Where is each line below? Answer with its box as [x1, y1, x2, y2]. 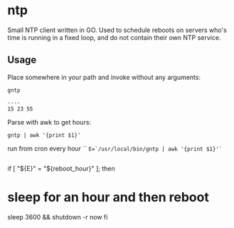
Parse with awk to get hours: [7, 118, 91, 126]
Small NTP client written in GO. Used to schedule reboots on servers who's [7, 26, 228, 34]
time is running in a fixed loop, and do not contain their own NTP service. [7, 33, 221, 41]
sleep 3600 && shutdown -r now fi [7, 212, 108, 221]
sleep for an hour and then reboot [7, 189, 210, 205]
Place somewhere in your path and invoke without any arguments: [7, 73, 201, 81]
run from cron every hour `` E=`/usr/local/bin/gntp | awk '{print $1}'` [7, 144, 223, 152]
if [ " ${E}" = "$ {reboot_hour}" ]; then [7, 164, 115, 172]
